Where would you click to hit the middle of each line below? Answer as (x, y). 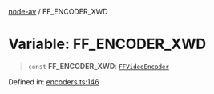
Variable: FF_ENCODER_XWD (107, 44)
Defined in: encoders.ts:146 (54, 82)
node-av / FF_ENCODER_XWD (58, 12)
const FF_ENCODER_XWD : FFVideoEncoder (99, 66)
